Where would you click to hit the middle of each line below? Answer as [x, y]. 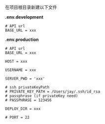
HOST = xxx [16, 62]
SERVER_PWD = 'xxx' [25, 79]
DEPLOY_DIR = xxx [23, 109]
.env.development [24, 17]
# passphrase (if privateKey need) [42, 96]
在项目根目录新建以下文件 [31, 7]
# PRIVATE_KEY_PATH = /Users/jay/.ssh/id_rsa [52, 92]
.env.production [22, 39]
